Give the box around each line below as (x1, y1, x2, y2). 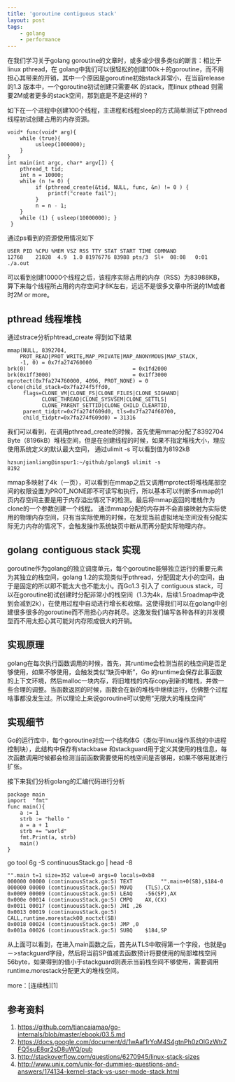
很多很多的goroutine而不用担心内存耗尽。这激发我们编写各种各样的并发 (13, 608, 219, 616)
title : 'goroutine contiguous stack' (7, 10, 117, 17)
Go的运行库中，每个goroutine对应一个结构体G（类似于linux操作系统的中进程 (7, 736, 227, 745)
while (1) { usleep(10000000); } (20, 215, 117, 222)
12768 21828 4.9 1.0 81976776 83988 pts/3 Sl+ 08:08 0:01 (7, 254, 208, 261)
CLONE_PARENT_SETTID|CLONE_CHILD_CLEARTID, (41, 401, 171, 409)
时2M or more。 (7, 291, 54, 299)
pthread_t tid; (20, 166, 64, 173)
